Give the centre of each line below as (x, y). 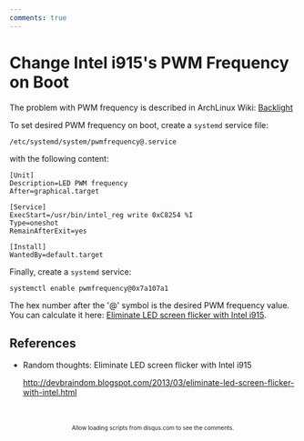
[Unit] (22, 175)
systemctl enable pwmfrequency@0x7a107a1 (89, 288)
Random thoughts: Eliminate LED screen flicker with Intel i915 (137, 366)
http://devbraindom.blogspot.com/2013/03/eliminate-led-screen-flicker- (158, 383)
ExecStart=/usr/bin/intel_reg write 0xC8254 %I (101, 215)
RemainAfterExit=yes (49, 231)
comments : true (38, 18)
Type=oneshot (34, 223)
